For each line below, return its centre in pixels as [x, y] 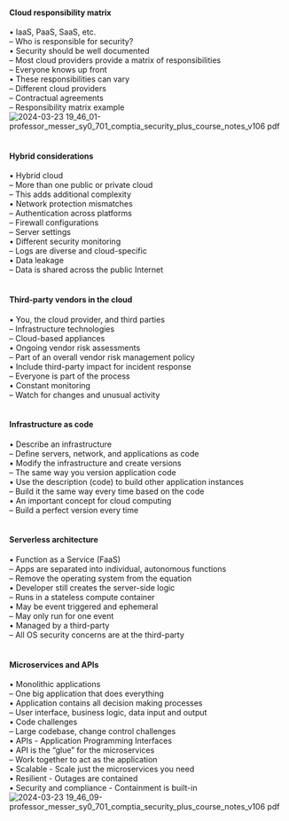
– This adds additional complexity [70, 194]
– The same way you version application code [93, 472]
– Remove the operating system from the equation [101, 579]
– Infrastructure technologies [62, 329]
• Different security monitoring [65, 242]
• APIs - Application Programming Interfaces [91, 741]
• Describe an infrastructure [61, 444]
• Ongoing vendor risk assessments [75, 348]
